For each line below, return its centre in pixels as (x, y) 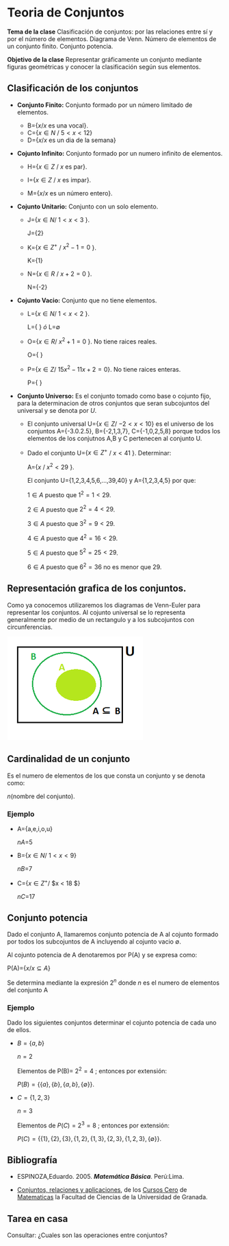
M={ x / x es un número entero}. (70, 193)
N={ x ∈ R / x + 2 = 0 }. (59, 274)
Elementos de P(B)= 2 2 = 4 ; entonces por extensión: (92, 1070)
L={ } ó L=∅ (43, 327)
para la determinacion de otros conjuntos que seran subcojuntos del (113, 403)
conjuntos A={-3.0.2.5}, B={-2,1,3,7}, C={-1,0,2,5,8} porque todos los (124, 431)
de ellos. (19, 1030)
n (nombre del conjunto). (41, 796)
